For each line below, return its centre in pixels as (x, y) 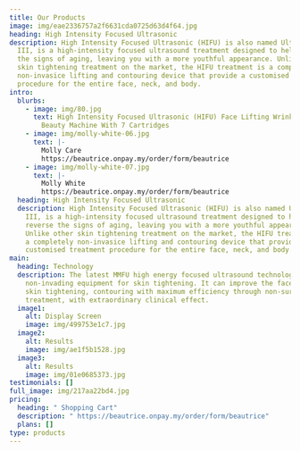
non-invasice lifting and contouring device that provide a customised (154, 76)
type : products (37, 433)
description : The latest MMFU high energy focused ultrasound (135, 275)
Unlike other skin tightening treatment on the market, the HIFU (150, 233)
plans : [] (35, 424)
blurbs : (32, 100)
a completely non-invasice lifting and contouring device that (146, 242)
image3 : (32, 358)
